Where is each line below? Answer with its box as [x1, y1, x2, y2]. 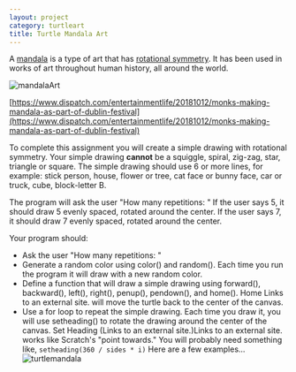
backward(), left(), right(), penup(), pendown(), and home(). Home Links [21, 288, 285, 299]
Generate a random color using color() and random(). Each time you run [21, 260, 285, 270]
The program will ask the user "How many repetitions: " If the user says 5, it [9, 197, 285, 208]
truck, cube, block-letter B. [9, 180, 107, 191]
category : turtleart [9, 21, 86, 30]
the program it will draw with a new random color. [21, 269, 203, 279]
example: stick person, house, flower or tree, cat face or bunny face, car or [9, 171, 283, 181]
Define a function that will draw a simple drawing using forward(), [21, 278, 261, 289]
